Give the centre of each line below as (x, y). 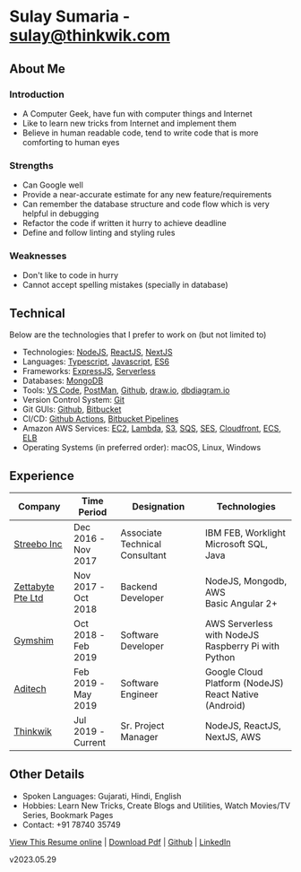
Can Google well (52, 185)
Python (220, 658)
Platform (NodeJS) (244, 684)
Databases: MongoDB (63, 381)
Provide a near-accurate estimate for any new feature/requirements (147, 195)
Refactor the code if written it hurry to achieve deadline (124, 223)
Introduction (37, 94)
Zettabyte (34, 587)
